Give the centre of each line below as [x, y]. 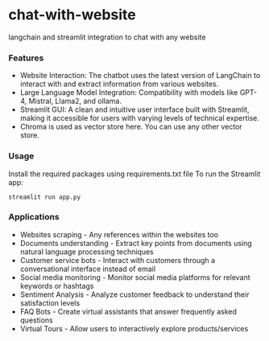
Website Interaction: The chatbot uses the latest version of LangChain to [140, 76]
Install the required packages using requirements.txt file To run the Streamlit [134, 174]
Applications [34, 217]
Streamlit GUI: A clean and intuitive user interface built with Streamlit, [134, 109]
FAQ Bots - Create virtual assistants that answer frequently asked [128, 311]
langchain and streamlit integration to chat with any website [107, 37]
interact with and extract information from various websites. [119, 84]
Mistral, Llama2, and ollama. [75, 101]
